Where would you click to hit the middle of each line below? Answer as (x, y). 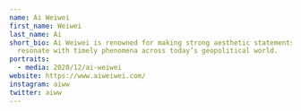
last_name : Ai (36, 34)
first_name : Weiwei (46, 26)
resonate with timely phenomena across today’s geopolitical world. (148, 51)
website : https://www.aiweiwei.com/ (77, 76)
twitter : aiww (36, 92)
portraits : (30, 59)
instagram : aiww (39, 84)
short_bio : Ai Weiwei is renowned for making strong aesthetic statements (152, 43)
